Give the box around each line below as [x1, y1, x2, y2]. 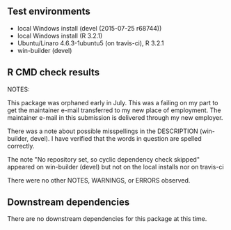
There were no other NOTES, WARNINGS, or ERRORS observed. [7, 176, 191, 184]
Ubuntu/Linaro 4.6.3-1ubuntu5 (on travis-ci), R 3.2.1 [17, 38, 164, 47]
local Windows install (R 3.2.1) [17, 31, 103, 40]
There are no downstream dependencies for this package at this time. [7, 215, 207, 223]
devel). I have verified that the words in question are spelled [30, 134, 202, 142]
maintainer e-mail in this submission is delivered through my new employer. [7, 113, 223, 121]
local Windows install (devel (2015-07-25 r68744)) [17, 24, 162, 32]
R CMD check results [7, 66, 100, 79]
